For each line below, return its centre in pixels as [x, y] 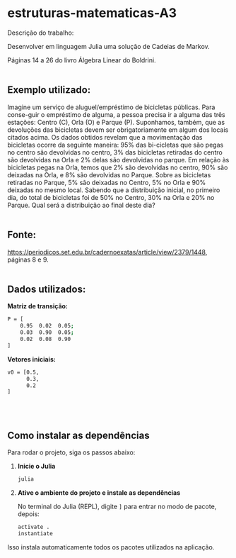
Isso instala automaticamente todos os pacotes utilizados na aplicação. [111, 547]
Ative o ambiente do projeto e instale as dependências [99, 492]
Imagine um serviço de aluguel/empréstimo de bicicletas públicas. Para [111, 107]
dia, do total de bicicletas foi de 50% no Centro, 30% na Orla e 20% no [111, 197]
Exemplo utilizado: [49, 90]
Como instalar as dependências [78, 435]
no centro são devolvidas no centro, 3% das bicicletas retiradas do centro [115, 152]
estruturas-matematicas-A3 [92, 13]
